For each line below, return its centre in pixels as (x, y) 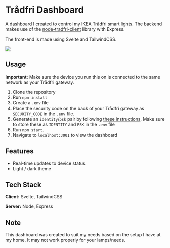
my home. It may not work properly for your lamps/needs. (65, 240)
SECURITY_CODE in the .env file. (44, 114)
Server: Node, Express (29, 206)
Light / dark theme (32, 168)
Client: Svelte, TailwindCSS (34, 197)
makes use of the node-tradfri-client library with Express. (65, 29)
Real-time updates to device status (49, 163)
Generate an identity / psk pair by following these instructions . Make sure (89, 119)
